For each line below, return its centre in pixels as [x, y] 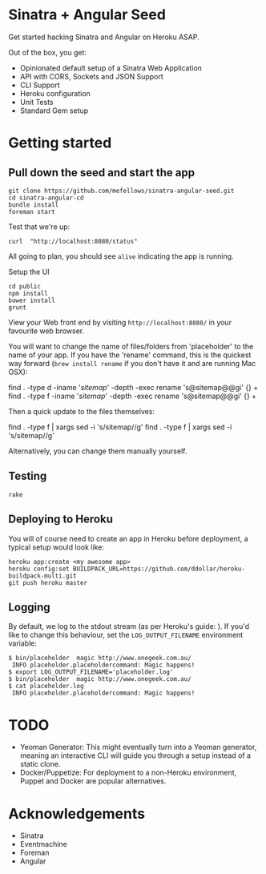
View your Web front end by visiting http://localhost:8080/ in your [120, 322]
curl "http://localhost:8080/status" [73, 241]
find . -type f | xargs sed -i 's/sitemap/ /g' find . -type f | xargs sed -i [120, 427]
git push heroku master [48, 582]
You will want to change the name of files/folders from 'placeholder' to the [131, 346]
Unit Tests [36, 102]
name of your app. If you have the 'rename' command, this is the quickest [130, 355]
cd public [25, 286]
